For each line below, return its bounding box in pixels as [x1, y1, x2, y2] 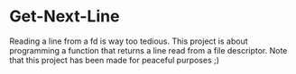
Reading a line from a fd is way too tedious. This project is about [9, 36, 248, 46]
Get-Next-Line [9, 6, 120, 27]
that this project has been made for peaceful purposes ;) [9, 54, 219, 65]
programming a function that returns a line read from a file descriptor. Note [9, 45, 288, 55]
